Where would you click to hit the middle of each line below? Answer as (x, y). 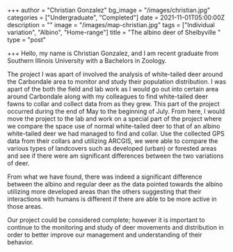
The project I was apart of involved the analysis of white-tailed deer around (115, 74)
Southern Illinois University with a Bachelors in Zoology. (87, 61)
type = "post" (27, 40)
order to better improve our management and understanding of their (105, 235)
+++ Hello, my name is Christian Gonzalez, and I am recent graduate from (113, 53)
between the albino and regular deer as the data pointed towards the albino (115, 184)
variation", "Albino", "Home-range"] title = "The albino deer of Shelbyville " (114, 32)
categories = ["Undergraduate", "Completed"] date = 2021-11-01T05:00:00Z (116, 17)
